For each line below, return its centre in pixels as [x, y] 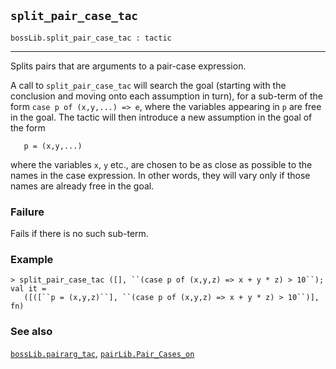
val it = [28, 289]
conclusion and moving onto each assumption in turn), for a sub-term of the [166, 96]
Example [32, 260]
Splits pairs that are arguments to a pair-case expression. [128, 66]
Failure [27, 212]
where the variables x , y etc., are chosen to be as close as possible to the [161, 164]
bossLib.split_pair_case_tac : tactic [91, 38]
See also [31, 332]
